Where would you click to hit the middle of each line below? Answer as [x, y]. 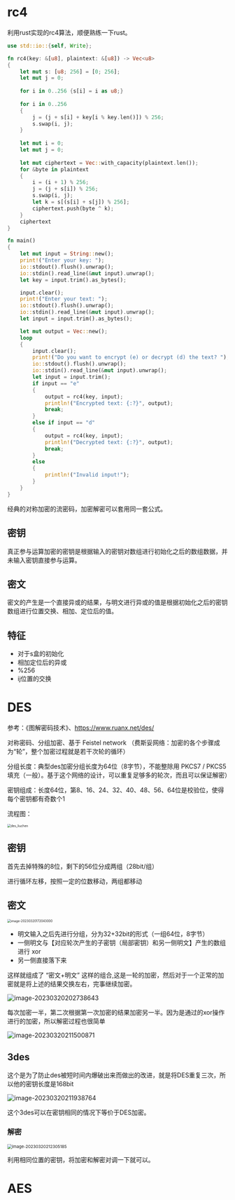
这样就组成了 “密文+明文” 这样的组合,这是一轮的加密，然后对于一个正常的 [113, 975]
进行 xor [29, 951]
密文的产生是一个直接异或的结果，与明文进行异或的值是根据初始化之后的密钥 [117, 602]
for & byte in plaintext [55, 169]
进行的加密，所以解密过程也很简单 [56, 1021]
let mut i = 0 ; [42, 144]
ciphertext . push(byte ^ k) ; [73, 208]
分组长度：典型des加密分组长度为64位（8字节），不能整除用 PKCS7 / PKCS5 [117, 766]
